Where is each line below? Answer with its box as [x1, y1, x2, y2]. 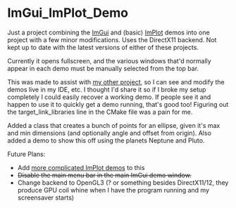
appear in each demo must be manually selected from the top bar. [7, 64, 199, 72]
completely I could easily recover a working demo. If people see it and [7, 93, 211, 101]
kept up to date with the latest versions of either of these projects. [7, 43, 199, 51]
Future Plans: [7, 150, 46, 158]
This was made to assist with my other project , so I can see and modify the [7, 77, 225, 86]
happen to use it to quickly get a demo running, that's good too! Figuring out [7, 100, 229, 108]
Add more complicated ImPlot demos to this [17, 163, 145, 171]
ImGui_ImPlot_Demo [7, 5, 129, 21]
